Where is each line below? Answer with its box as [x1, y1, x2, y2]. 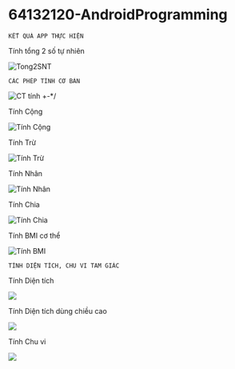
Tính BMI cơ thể [8, 231, 61, 240]
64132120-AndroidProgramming [8, 6, 228, 24]
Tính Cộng [8, 106, 43, 116]
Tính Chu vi [8, 336, 46, 346]
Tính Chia [8, 199, 40, 209]
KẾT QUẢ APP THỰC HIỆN [8, 32, 84, 40]
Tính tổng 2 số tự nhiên [8, 46, 86, 55]
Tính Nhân [8, 168, 42, 178]
